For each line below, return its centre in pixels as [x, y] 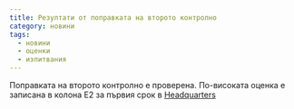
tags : [20, 34]
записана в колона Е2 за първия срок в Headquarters [113, 95]
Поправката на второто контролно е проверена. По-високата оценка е [147, 85]
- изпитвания [42, 59]
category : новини [42, 26]
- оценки [34, 51]
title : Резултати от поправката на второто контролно [113, 18]
